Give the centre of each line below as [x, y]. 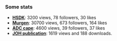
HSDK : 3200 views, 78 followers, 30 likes [54, 18]
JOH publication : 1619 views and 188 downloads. [62, 34]
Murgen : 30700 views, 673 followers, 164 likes [59, 23]
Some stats [19, 7]
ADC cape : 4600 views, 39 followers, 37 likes [58, 28]
